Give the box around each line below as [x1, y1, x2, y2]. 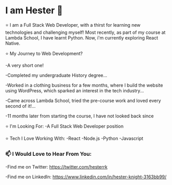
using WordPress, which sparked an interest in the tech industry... [5, 87, 144, 94]
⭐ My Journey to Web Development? [5, 50, 83, 56]
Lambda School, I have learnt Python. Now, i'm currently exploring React [5, 34, 158, 40]
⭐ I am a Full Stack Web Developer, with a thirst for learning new [5, 22, 141, 28]
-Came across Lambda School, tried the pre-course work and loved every [5, 97, 161, 104]
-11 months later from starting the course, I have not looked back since [5, 113, 154, 119]
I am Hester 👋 [5, 5, 63, 16]
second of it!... [5, 102, 36, 109]
